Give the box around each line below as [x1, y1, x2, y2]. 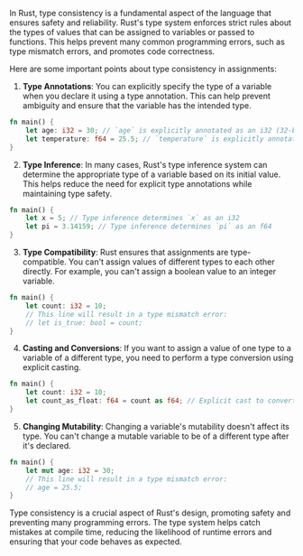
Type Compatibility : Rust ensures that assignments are [22, 247, 229, 257]
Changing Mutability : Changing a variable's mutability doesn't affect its [22, 421, 290, 431]
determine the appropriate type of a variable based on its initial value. [22, 169, 281, 180]
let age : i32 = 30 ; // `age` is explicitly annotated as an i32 [25, 125, 272, 134]
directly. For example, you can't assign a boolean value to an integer [22, 266, 277, 276]
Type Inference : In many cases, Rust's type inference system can [22, 159, 268, 170]
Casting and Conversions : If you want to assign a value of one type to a [22, 343, 291, 354]
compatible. [22, 256, 68, 267]
